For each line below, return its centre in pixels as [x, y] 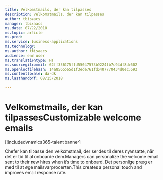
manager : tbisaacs [24, 23]
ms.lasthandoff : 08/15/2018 [34, 78]
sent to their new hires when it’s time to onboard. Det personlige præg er [79, 162]
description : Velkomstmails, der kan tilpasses [55, 14]
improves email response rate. [36, 172]
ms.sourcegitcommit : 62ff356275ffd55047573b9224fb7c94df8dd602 [71, 65]
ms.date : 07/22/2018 [26, 28]
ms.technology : [21, 46]
